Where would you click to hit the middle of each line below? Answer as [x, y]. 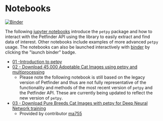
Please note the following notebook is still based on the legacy [82, 77]
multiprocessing [28, 72]
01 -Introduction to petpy [37, 61]
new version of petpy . [41, 98]
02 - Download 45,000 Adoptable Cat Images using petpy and [75, 67]
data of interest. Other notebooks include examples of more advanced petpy [82, 41]
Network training [29, 108]
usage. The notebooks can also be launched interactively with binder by [78, 47]
